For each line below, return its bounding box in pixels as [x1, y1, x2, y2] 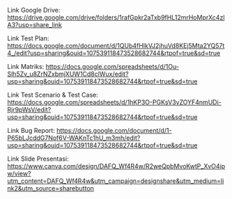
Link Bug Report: [7, 127, 56, 134]
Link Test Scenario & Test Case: [7, 90, 99, 99]
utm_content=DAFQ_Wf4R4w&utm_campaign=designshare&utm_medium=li [7, 177, 224, 185]
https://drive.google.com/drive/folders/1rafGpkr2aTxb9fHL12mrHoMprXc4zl [7, 13, 225, 22]
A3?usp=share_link [7, 21, 63, 29]
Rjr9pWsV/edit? [7, 106, 52, 113]
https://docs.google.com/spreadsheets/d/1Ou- [45, 63, 180, 70]
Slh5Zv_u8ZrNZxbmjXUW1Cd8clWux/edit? [7, 70, 129, 78]
